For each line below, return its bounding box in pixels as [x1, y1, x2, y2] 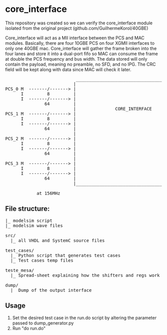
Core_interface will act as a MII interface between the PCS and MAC [5, 35, 145, 41]
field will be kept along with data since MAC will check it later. [5, 66, 132, 73]
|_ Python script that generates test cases [10, 252, 121, 258]
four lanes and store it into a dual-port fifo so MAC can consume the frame [5, 51, 158, 57]
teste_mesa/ [5, 267, 34, 273]
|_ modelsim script [5, 218, 53, 223]
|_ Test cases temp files [10, 257, 74, 263]
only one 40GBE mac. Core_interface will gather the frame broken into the [5, 45, 157, 51]
